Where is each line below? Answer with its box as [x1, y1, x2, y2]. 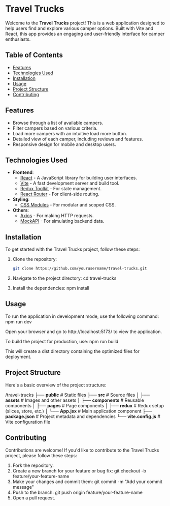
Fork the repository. [12, 462, 54, 468]
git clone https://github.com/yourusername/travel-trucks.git [12, 266, 147, 271]
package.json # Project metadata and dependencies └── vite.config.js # [5, 413, 161, 420]
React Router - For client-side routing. [20, 191, 100, 197]
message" [12, 484, 34, 490]
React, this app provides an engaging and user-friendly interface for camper [5, 31, 165, 37]
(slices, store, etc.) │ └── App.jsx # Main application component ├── [5, 408, 152, 414]
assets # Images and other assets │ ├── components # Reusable [5, 397, 144, 403]
